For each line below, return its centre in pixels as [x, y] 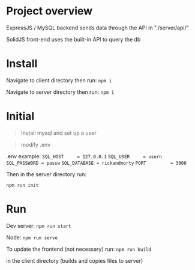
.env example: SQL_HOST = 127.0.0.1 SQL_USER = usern [84, 156]
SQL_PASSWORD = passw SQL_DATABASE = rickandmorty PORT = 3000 [97, 163]
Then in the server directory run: [46, 174]
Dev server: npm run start [39, 226]
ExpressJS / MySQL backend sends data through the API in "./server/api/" [97, 28]
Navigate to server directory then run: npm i [60, 92]
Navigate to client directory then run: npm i [59, 80]
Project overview [49, 11]
